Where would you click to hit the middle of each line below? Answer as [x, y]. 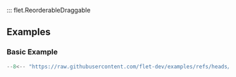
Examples [29, 32]
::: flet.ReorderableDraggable [49, 10]
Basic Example [32, 52]
